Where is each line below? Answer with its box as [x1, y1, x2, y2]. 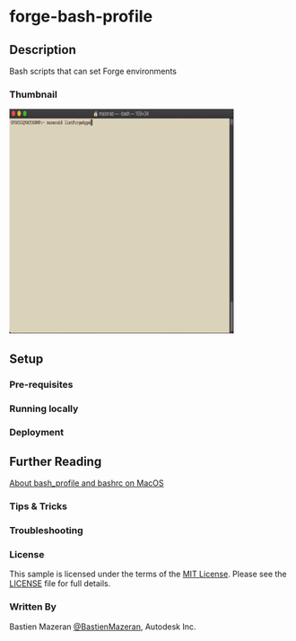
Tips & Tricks [9, 500, 68, 513]
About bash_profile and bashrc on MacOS [9, 478, 164, 488]
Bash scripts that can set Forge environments [9, 66, 178, 76]
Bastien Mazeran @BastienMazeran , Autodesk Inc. [9, 621, 196, 632]
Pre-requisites [9, 378, 74, 391]
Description [9, 42, 76, 57]
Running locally [9, 402, 79, 415]
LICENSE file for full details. [9, 578, 111, 589]
